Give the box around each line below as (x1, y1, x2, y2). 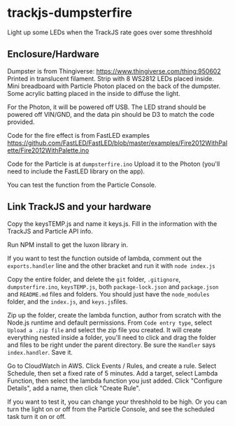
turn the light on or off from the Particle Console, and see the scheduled (7, 404, 215, 413)
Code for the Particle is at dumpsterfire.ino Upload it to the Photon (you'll (7, 159, 220, 168)
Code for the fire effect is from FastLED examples (7, 131, 150, 139)
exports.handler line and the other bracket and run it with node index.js (7, 261, 215, 270)
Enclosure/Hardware (7, 48, 99, 60)
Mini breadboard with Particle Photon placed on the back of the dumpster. (7, 82, 221, 90)
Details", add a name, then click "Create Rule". (7, 383, 141, 392)
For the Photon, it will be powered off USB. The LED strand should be (7, 103, 206, 111)
